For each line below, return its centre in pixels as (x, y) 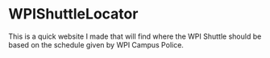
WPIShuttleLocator (73, 14)
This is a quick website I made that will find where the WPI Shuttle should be (135, 36)
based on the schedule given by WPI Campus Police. (96, 44)
